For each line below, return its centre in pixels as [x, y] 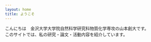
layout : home [18, 9]
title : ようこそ [20, 14]
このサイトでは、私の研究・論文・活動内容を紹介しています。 [66, 34]
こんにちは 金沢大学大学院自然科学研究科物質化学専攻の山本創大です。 [77, 28]
